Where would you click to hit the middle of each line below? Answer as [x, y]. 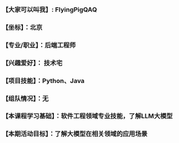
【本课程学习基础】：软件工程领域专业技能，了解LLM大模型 [87, 116]
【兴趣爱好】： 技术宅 [32, 63]
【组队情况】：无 [25, 98]
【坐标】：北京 [22, 27]
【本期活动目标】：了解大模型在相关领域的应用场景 [75, 134]
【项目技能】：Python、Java [43, 81]
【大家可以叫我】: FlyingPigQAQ [50, 9]
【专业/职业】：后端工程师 [39, 45]
